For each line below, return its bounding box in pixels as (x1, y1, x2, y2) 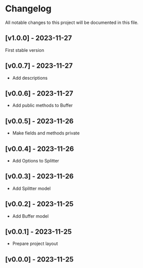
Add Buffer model (12, 213, 49, 219)
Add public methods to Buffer (12, 103, 73, 109)
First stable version (5, 47, 45, 53)
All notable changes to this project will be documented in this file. (5, 19, 139, 25)
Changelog (5, 3, 52, 14)
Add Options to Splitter (12, 158, 60, 163)
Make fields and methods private (12, 130, 80, 136)
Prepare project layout (12, 241, 58, 247)
